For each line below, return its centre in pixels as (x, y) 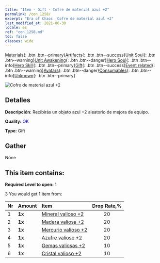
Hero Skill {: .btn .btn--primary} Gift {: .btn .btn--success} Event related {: (85, 65)
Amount (27, 206)
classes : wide (19, 41)
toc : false (16, 37)
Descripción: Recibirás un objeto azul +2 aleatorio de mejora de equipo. (77, 112)
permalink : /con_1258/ (28, 14)
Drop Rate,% (107, 206)
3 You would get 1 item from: (33, 194)
